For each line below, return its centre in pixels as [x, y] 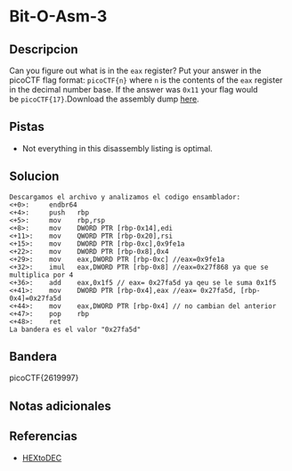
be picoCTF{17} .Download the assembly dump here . [104, 99]
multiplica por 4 [41, 275]
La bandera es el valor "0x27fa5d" [75, 329]
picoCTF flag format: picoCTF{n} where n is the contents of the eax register [146, 80]
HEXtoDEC [42, 458]
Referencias [44, 437]
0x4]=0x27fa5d [36, 298]
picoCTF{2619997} [44, 378]
